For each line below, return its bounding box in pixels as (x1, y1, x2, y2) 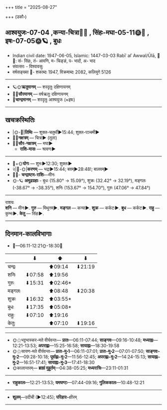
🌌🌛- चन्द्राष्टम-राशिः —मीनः (12, 171, 55, 178)
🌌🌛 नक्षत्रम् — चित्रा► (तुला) (12, 135, 57, 140)
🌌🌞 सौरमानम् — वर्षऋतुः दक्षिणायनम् (12, 91, 69, 97)
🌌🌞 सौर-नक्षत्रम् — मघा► (12, 140, 53, 146)
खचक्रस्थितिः (5, 116, 35, 125)
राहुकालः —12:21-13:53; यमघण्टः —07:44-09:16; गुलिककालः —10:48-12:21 (12, 380, 145, 386)
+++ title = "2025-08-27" (5, 4, 57, 10)
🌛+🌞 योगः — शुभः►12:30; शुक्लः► (12, 160, 73, 166)
